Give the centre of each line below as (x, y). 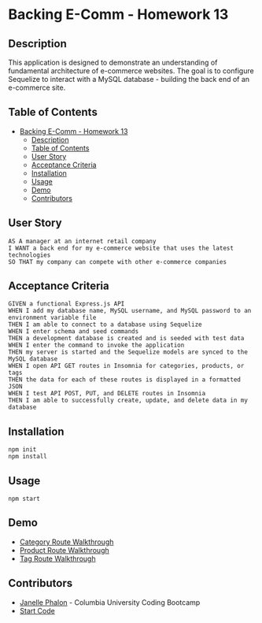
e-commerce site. (37, 87)
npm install (28, 457)
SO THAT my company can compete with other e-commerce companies (117, 261)
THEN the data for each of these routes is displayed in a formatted (125, 380)
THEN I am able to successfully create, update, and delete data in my (128, 400)
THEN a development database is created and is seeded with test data (126, 339)
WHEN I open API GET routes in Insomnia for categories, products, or (126, 366)
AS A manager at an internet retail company (82, 241)
